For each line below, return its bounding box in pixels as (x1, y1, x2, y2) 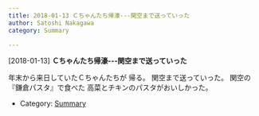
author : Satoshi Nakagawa (8, 19, 94, 27)
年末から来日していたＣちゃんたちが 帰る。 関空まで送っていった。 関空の (8, 73, 251, 83)
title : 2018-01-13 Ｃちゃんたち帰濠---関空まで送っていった (8, 11, 190, 20)
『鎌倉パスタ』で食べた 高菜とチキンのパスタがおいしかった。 (8, 83, 213, 92)
